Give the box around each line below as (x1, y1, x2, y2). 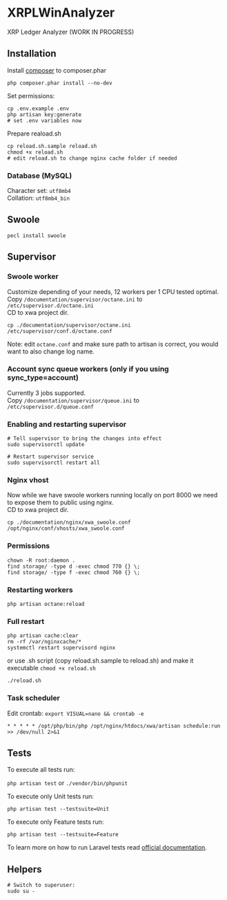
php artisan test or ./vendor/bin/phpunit (7, 779, 128, 787)
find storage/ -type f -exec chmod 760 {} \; (7, 569, 140, 576)
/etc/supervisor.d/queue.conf (7, 403, 95, 410)
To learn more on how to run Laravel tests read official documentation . (7, 843, 207, 852)
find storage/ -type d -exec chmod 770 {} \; (7, 562, 140, 570)
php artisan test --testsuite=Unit (7, 806, 110, 813)
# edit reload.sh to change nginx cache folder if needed (7, 154, 177, 162)
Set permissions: (7, 91, 55, 100)
